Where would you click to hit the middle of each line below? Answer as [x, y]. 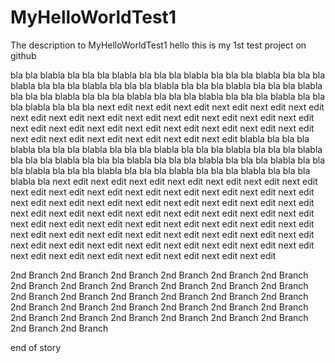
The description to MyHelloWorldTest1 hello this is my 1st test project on [158, 45]
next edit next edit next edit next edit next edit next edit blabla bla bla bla [160, 138]
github [23, 55]
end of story [36, 347]
